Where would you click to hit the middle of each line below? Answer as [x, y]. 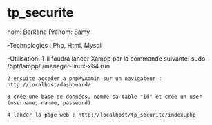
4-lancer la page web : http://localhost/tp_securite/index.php [102, 115]
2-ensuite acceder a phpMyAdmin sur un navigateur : [85, 78]
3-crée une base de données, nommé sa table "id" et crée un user [105, 97]
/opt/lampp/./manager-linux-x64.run [59, 66]
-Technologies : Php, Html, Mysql [55, 45]
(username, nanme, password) [49, 103]
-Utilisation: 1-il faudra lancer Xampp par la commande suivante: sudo [106, 58]
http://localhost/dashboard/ [49, 84]
